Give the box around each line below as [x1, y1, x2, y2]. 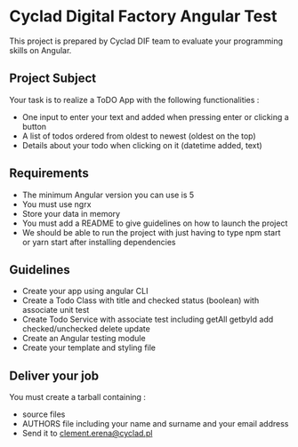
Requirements [9, 166, 89, 181]
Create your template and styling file [21, 342, 156, 353]
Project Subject [9, 71, 97, 86]
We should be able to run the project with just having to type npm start [21, 227, 281, 237]
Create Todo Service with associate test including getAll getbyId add [21, 314, 274, 325]
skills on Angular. [9, 44, 72, 55]
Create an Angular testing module [21, 333, 146, 344]
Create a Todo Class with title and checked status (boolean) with [21, 295, 260, 306]
